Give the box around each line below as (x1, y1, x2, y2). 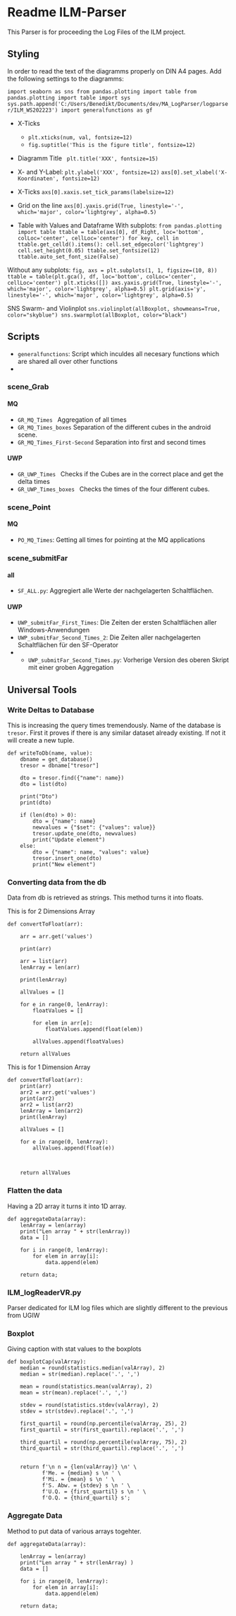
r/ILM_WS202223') (7, 107, 58, 114)
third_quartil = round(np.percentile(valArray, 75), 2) (20, 1439, 188, 1446)
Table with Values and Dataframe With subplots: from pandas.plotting (17, 220, 222, 230)
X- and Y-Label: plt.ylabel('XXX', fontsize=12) (17, 167, 160, 176)
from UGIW (7, 1311, 40, 1319)
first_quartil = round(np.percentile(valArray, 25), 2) (20, 1420, 188, 1427)
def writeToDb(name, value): (7, 750, 93, 757)
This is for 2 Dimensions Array (7, 907, 95, 916)
